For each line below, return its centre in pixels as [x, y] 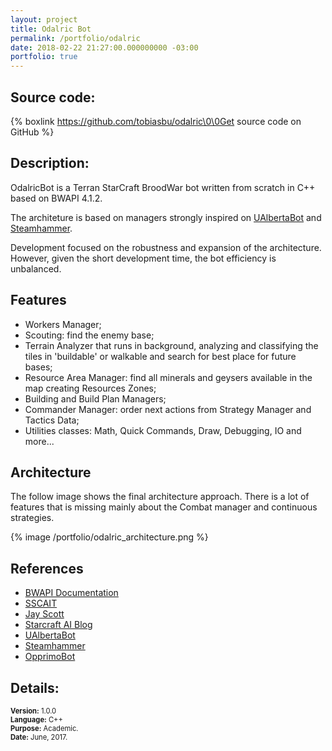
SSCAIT [41, 603]
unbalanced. [36, 268]
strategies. [32, 518]
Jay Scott [44, 614]
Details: [35, 687]
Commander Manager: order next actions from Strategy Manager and [168, 409]
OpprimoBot [50, 657]
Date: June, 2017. [39, 737]
